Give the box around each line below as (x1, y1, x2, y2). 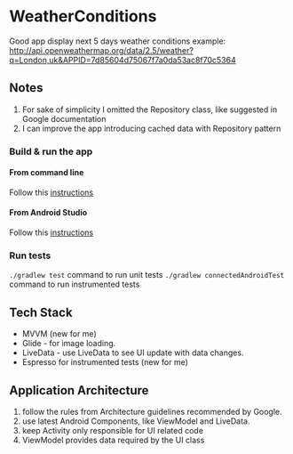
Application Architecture (9, 383, 149, 398)
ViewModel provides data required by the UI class (21, 434, 205, 445)
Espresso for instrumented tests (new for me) (21, 357, 189, 368)
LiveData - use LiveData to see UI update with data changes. (21, 347, 244, 358)
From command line (9, 167, 84, 178)
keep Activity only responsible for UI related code (21, 426, 204, 435)
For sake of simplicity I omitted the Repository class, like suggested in (21, 104, 278, 115)
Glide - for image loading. (21, 338, 116, 349)
